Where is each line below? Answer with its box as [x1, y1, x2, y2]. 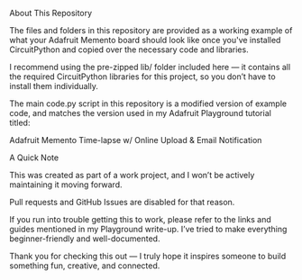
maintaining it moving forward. [9, 179, 124, 190]
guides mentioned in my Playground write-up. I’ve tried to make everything [9, 224, 288, 234]
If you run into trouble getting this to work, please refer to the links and [9, 214, 272, 224]
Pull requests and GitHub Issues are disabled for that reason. [9, 197, 235, 207]
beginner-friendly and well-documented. [9, 233, 160, 244]
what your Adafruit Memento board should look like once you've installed [9, 35, 281, 45]
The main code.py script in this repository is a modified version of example [9, 98, 287, 109]
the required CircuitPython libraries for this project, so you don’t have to [9, 71, 277, 82]
